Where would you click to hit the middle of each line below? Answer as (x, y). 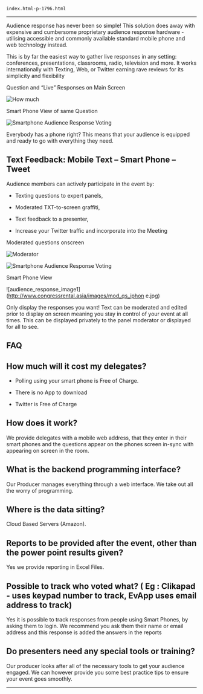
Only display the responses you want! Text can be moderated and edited (97, 307)
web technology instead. (37, 45)
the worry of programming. (40, 490)
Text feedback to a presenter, (52, 219)
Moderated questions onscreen (45, 242)
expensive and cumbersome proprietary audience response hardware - (95, 32)
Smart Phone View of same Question (52, 111)
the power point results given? (65, 552)
